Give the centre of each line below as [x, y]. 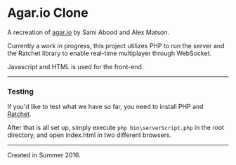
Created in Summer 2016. [44, 155]
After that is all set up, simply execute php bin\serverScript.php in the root [116, 128]
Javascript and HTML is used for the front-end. [76, 66]
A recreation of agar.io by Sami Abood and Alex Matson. [88, 32]
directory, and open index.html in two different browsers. [90, 135]
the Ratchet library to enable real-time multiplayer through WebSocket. [110, 53]
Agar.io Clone [48, 13]
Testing [20, 91]
